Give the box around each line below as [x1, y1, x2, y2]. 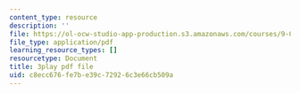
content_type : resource [9, 12, 98, 22]
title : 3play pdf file [9, 63, 94, 72]
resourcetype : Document [9, 54, 98, 63]
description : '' [9, 21, 70, 30]
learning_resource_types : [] [9, 46, 118, 55]
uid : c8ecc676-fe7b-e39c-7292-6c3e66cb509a [9, 71, 174, 80]
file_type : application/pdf [9, 37, 114, 47]
